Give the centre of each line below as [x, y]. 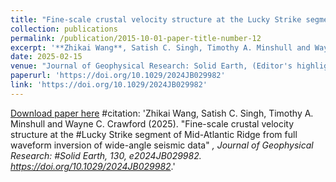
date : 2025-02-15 [46, 57]
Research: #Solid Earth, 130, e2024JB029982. [106, 155]
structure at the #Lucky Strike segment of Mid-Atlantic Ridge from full [154, 134]
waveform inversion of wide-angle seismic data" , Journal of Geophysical [162, 145]
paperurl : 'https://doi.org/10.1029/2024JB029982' [118, 76]
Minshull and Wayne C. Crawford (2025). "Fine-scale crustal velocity [152, 123]
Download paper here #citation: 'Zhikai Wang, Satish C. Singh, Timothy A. [162, 113]
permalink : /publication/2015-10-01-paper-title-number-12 [136, 38]
